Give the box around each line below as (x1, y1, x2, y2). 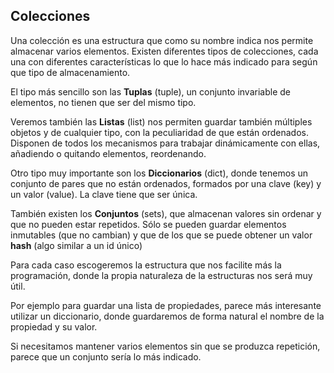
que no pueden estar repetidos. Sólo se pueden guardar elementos (10, 218, 287, 230)
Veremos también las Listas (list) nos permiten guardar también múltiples (10, 115, 313, 128)
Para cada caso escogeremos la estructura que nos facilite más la (10, 259, 282, 271)
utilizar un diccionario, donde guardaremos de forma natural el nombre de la (10, 310, 325, 322)
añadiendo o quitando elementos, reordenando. (10, 147, 207, 159)
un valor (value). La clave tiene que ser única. (10, 188, 198, 200)
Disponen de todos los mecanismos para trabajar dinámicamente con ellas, (10, 137, 321, 149)
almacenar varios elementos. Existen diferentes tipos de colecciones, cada (10, 45, 319, 57)
